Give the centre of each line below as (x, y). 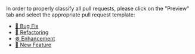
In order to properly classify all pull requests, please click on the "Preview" (98, 9)
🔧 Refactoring (32, 32)
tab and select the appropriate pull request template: (71, 15)
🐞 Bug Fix (27, 26)
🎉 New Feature (33, 45)
